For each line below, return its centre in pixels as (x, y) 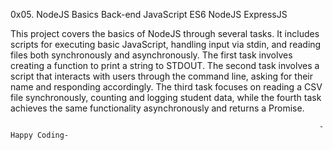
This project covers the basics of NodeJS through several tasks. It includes (165, 33)
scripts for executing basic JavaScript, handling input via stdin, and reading (166, 44)
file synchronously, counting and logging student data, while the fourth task (166, 97)
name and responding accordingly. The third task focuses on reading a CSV (166, 87)
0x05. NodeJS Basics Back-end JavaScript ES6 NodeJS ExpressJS (149, 14)
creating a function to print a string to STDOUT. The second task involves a (165, 65)
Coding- (53, 135)
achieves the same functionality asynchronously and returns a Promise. (157, 108)
